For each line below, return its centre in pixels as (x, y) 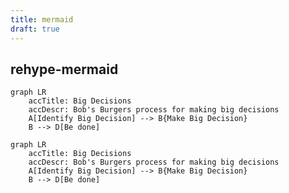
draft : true (35, 29)
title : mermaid (42, 19)
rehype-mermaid (64, 69)
